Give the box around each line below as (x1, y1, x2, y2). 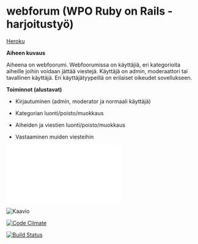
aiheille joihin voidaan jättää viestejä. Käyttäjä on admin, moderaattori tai (6, 67, 188, 74)
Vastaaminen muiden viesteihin (15, 133, 94, 140)
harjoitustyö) (6, 17, 74, 31)
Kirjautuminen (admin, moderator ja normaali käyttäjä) (15, 98, 151, 105)
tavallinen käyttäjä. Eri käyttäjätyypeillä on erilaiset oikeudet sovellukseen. (6, 74, 193, 81)
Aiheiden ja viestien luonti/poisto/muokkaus (15, 121, 125, 129)
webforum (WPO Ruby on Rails (6, 4, 166, 18)
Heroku (6, 37, 25, 45)
